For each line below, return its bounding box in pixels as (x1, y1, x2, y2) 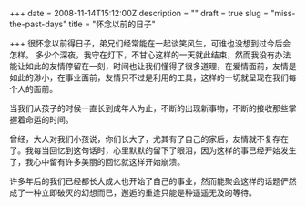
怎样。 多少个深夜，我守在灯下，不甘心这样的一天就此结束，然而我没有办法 (9, 49, 291, 60)
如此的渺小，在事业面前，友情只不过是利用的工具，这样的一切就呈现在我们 (9, 72, 289, 83)
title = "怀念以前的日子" (68, 18, 157, 29)
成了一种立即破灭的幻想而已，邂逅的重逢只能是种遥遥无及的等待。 (9, 187, 257, 198)
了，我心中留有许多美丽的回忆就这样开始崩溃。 (9, 157, 185, 167)
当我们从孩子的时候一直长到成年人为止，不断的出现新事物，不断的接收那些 (9, 103, 289, 113)
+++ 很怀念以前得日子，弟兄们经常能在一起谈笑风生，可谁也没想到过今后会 (9, 38, 291, 48)
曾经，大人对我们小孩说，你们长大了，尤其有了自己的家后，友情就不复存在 (9, 134, 289, 144)
